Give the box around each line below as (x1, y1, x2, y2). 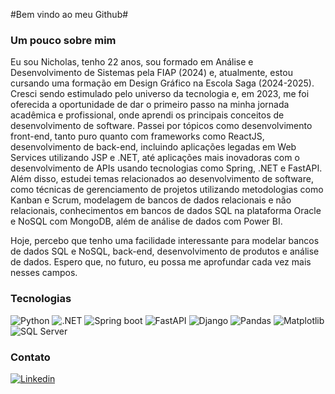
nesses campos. (10, 267, 78, 279)
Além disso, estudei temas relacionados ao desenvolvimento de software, (10, 173, 314, 185)
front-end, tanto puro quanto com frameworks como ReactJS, (10, 130, 265, 143)
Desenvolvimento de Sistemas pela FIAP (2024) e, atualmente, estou (10, 67, 293, 79)
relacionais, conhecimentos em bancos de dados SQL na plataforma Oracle (10, 205, 322, 217)
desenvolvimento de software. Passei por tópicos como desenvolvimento (10, 120, 313, 132)
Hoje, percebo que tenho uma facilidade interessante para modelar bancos (10, 235, 320, 247)
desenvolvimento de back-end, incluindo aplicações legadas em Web (10, 141, 297, 153)
